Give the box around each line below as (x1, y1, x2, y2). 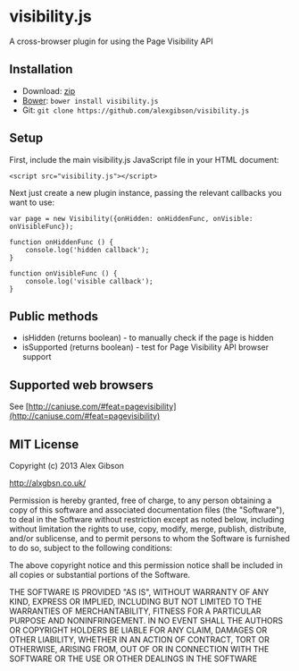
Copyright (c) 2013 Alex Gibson (9, 461, 125, 471)
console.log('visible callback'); (25, 276, 154, 285)
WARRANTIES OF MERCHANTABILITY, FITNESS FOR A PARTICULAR (9, 606, 262, 616)
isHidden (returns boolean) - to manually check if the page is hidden (21, 333, 274, 344)
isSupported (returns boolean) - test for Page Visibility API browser (21, 342, 270, 352)
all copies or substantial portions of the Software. (9, 570, 190, 580)
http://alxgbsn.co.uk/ (9, 478, 87, 488)
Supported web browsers (9, 378, 154, 393)
